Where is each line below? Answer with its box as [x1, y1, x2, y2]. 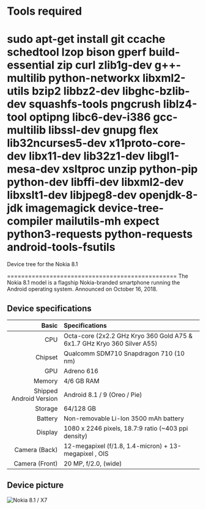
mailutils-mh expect [55, 214, 160, 228]
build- [149, 45, 180, 59]
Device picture [7, 480, 64, 491]
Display [36, 428, 58, 436]
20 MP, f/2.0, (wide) [64, 459, 122, 467]
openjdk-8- [139, 188, 198, 202]
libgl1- [147, 149, 180, 163]
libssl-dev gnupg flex [48, 124, 159, 137]
